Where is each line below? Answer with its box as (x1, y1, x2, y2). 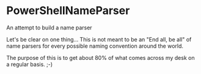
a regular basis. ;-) (6, 61, 53, 68)
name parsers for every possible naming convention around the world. (6, 42, 184, 50)
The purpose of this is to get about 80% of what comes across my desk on (6, 54, 195, 61)
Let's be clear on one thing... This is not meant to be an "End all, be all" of (6, 35, 192, 43)
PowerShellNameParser (6, 4, 130, 18)
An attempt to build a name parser (6, 24, 93, 31)
